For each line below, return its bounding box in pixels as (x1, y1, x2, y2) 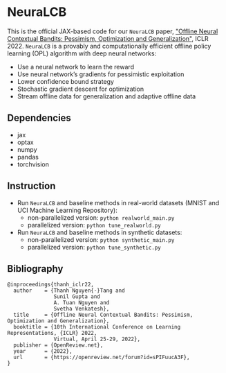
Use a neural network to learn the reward (17, 62, 135, 71)
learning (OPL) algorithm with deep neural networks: (7, 49, 157, 58)
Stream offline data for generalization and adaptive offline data (17, 92, 196, 101)
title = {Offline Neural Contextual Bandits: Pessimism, (13, 311, 194, 319)
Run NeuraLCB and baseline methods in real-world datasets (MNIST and (17, 198, 220, 207)
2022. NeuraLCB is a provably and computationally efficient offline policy (7, 42, 211, 50)
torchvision (17, 160, 50, 168)
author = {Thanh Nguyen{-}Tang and (13, 287, 126, 295)
